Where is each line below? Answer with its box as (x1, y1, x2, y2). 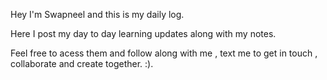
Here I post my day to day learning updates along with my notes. (10, 28, 277, 39)
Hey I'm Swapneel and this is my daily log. (10, 9, 185, 20)
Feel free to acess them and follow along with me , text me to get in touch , (10, 47, 318, 59)
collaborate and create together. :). (10, 58, 154, 69)
